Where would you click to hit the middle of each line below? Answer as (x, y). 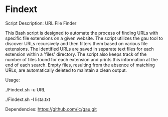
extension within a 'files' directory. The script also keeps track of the (76, 54)
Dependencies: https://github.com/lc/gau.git (51, 109)
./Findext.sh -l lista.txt (28, 99)
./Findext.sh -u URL (25, 89)
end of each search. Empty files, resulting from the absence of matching (80, 65)
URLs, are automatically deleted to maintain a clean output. (66, 70)
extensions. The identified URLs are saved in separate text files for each (79, 49)
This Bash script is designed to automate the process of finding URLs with (82, 33)
